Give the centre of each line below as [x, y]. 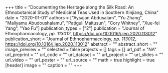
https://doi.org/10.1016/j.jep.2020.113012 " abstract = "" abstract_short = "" [81, 44]
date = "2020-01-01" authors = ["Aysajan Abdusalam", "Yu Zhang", [74, 18]
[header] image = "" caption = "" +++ [44, 65]
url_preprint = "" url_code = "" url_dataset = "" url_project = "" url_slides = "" [84, 55]
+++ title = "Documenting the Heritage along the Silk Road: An [69, 7]
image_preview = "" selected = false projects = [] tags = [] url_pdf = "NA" [81, 49]
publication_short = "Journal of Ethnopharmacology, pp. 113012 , [71, 39]
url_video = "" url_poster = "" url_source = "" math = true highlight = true [80, 60]
